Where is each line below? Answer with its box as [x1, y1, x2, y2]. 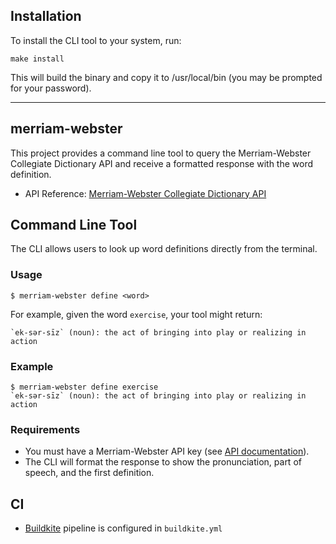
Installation [10, 8, 82, 25]
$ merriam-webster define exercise [10, 382, 159, 393]
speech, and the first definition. [24, 467, 155, 479]
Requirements [10, 422, 81, 436]
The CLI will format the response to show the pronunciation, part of [24, 456, 302, 468]
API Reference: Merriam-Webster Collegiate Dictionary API [24, 187, 267, 199]
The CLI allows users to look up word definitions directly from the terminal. [10, 243, 318, 255]
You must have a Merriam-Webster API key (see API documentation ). [24, 445, 310, 458]
